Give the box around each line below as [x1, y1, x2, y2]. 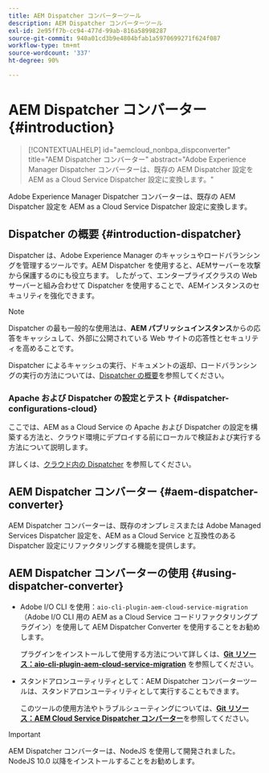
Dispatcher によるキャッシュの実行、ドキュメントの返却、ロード [8, 360, 222, 370]
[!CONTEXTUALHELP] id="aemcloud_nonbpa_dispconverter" [27, 145, 231, 154]
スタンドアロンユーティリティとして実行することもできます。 [41, 686, 243, 696]
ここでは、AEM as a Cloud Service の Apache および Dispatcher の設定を [8, 422, 251, 431]
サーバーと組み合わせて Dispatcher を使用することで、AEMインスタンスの [8, 280, 253, 290]
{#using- [191, 566, 237, 580]
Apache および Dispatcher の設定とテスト [8, 392, 172, 403]
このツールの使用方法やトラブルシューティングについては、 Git [19, 703, 226, 713]
